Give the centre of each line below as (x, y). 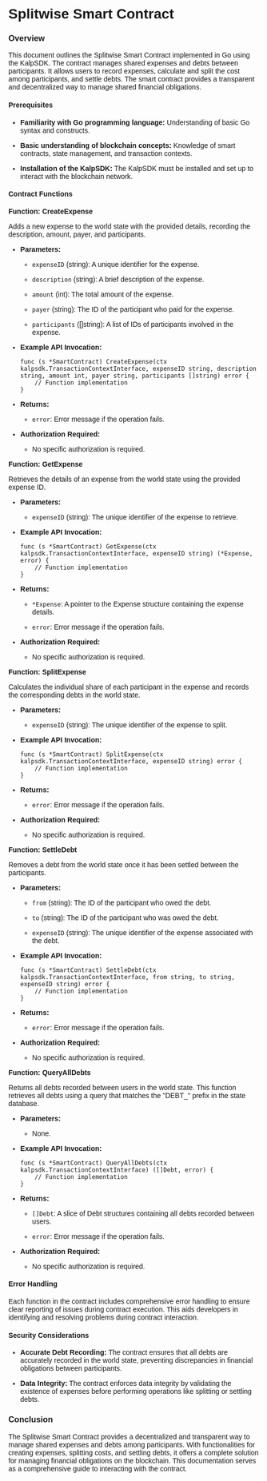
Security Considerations (49, 1335)
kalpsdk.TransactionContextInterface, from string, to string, (128, 977)
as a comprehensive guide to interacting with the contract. (98, 1469)
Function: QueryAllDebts (50, 1072)
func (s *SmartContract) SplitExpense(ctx (92, 754)
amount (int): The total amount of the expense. (103, 294)
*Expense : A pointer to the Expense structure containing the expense (137, 604)
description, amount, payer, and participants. (77, 234)
